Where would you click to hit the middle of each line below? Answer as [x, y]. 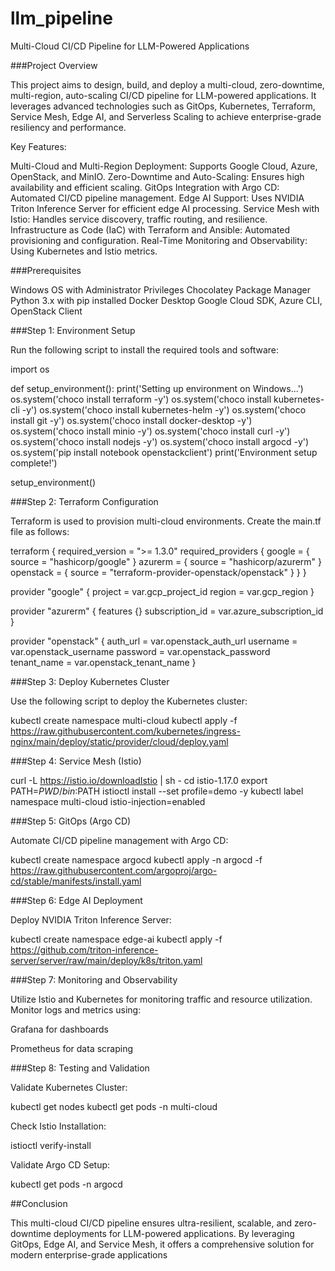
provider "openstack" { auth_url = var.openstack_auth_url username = [154, 641]
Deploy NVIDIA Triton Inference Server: [91, 919]
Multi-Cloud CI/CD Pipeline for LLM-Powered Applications [130, 46]
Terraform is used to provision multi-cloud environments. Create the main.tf [166, 521]
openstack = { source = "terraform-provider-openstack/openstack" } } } [158, 572]
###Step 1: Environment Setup [73, 330]
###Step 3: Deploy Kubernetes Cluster [90, 681]
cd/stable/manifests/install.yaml [76, 881]
